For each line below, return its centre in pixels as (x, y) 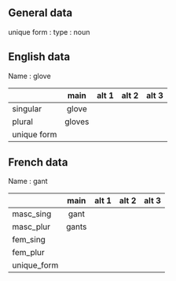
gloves (77, 122)
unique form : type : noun (49, 32)
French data (38, 162)
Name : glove (29, 76)
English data (39, 57)
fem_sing (29, 240)
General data (40, 13)
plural (23, 122)
